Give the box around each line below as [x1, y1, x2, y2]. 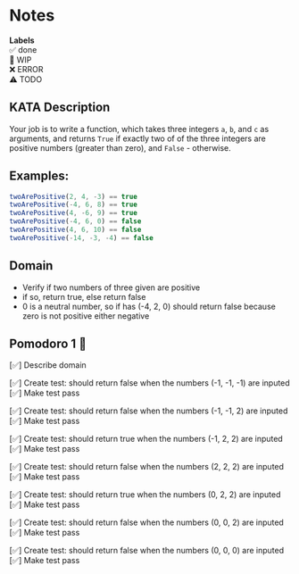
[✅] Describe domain [9, 360, 87, 370]
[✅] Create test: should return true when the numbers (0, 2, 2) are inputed [9, 489, 281, 500]
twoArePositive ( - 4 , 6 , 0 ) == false [9, 217, 142, 226]
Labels [9, 35, 35, 46]
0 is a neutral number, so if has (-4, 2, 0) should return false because [21, 301, 277, 312]
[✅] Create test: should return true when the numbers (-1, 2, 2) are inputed [9, 434, 283, 445]
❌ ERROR [9, 63, 44, 74]
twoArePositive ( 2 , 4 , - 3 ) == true [9, 192, 138, 201]
